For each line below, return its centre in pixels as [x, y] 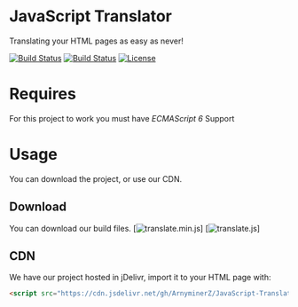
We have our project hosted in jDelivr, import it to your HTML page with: [140, 278]
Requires [43, 94]
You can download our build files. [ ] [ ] [134, 228]
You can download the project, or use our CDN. [96, 178]
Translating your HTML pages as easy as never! [97, 41]
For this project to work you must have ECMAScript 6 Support [122, 118]
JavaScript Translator [91, 16]
